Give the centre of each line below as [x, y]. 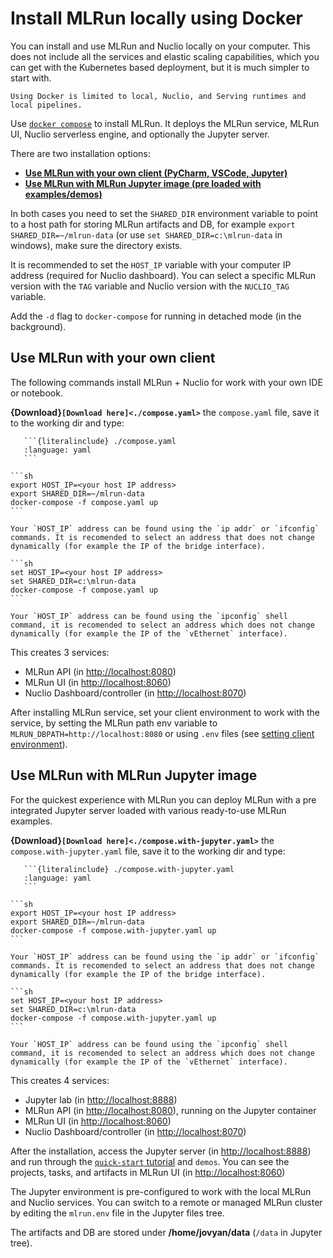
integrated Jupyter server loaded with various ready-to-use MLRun [148, 810]
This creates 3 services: [60, 652]
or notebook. [36, 393]
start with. [31, 78]
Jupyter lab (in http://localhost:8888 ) [101, 1099]
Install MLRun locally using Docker [156, 18]
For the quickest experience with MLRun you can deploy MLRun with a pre [163, 799]
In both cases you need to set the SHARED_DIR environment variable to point [164, 213]
